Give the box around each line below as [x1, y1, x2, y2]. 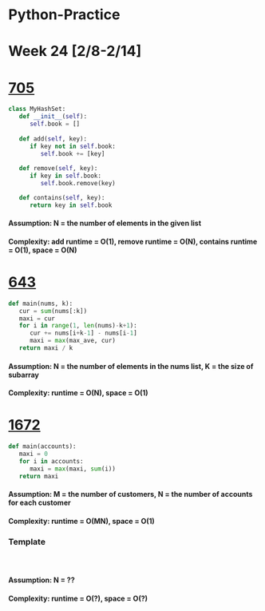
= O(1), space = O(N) [8, 245, 77, 255]
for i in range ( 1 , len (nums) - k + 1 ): [18, 322, 137, 330]
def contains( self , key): [18, 193, 105, 201]
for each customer [8, 498, 71, 508]
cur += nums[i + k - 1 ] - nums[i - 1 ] [29, 329, 137, 337]
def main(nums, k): [8, 300, 73, 307]
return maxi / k [18, 344, 73, 352]
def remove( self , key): [18, 165, 98, 173]
